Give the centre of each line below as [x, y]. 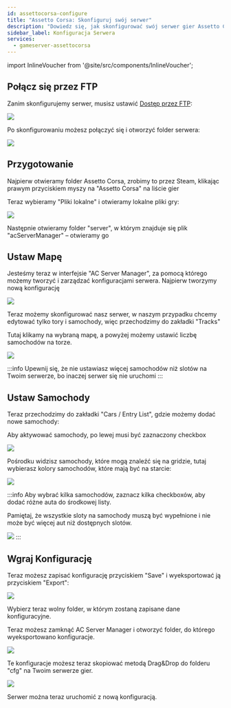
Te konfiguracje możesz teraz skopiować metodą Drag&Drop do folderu [109, 663]
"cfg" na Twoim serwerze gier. [50, 671]
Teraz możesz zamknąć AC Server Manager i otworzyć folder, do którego [111, 630]
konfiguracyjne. [29, 616]
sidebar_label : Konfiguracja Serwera [61, 33]
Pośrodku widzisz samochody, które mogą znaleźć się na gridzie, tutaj [107, 461]
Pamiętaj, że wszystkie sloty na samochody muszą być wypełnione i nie [109, 516]
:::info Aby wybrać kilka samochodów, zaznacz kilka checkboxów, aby [106, 495]
